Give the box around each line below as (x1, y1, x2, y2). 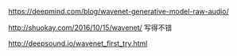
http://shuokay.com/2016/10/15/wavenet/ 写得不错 (8, 23, 173, 32)
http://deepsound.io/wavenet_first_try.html (8, 39, 148, 48)
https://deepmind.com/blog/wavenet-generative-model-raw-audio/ (8, 7, 229, 16)
